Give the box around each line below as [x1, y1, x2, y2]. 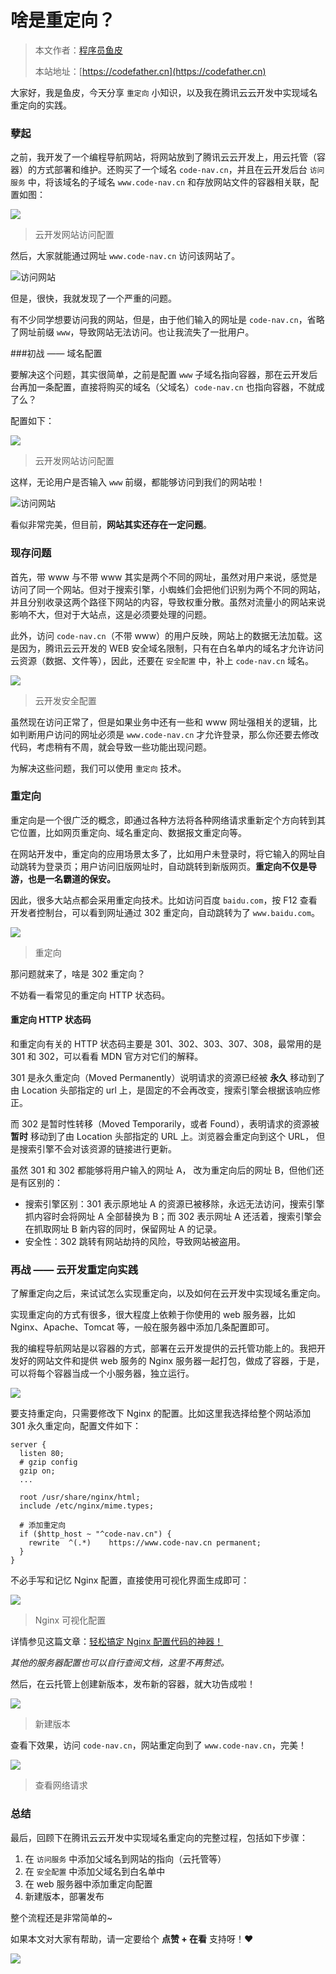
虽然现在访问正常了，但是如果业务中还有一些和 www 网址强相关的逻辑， [10, 716, 309, 728]
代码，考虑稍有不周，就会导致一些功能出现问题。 [10, 741, 212, 753]
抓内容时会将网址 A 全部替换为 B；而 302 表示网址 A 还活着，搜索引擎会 [24, 1211, 322, 1223]
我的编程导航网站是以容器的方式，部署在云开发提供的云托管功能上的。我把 [10, 1342, 317, 1355]
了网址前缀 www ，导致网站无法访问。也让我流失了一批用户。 [10, 326, 255, 338]
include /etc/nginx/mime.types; [19, 1501, 155, 1511]
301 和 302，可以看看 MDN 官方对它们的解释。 [10, 1051, 204, 1063]
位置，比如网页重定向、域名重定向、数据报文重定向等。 [18, 826, 247, 838]
